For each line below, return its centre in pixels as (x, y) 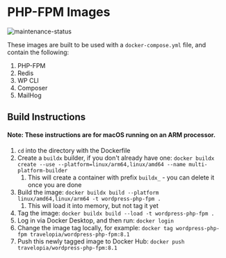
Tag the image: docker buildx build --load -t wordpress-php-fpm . (116, 213)
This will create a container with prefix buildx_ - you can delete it (121, 177)
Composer (32, 88)
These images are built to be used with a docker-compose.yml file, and (107, 45)
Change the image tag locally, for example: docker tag (95, 227)
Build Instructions (47, 117)
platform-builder (42, 170)
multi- (198, 164)
